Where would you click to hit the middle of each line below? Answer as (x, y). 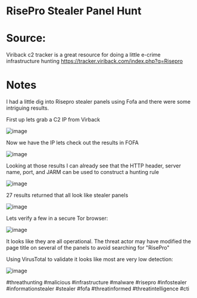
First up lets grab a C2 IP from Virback (53, 120)
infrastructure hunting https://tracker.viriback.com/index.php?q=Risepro (95, 61)
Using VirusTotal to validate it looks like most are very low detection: (90, 259)
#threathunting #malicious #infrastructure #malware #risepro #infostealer (97, 283)
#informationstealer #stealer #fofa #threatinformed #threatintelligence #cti (98, 289)
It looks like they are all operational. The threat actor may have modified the (99, 241)
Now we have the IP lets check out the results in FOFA (72, 143)
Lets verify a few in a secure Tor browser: (57, 218)
